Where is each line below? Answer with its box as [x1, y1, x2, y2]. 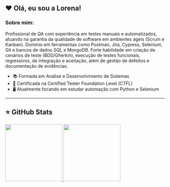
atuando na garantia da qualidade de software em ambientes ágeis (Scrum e [5, 36, 164, 42]
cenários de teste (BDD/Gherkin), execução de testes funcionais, [5, 52, 141, 58]
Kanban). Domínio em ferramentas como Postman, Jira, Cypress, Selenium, [5, 41, 163, 48]
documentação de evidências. [5, 63, 68, 69]
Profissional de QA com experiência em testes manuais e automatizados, [5, 30, 157, 37]
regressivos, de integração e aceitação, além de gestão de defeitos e [5, 58, 150, 64]
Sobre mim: [5, 19, 34, 26]
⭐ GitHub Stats [5, 108, 53, 117]
